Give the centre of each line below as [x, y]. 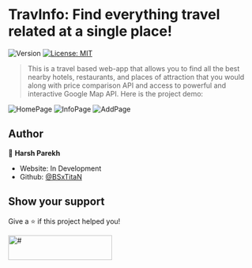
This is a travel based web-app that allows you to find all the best [134, 68]
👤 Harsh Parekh [34, 153]
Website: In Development [60, 168]
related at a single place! [90, 31]
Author [26, 134]
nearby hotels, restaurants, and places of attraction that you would [136, 77]
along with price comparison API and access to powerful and [127, 85]
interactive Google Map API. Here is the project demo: [115, 93]
